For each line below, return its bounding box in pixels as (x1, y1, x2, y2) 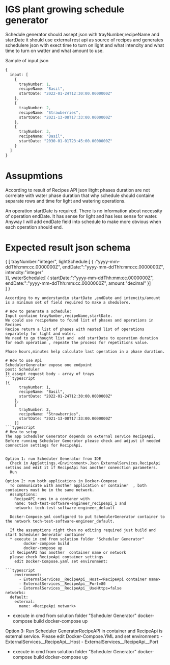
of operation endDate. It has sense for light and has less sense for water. (5, 213, 158, 219)
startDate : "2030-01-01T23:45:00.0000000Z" (18, 139, 113, 144)
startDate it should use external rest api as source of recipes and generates (5, 37, 164, 43)
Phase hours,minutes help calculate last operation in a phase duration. (5, 349, 165, 354)
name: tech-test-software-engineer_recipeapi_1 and (14, 501, 126, 506)
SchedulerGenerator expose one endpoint (5, 362, 93, 368)
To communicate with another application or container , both (10, 483, 147, 488)
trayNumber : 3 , (18, 129, 51, 134)
